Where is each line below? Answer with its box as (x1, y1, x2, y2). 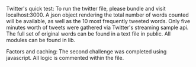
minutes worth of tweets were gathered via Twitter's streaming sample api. (6, 24, 189, 31)
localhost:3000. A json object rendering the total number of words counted (6, 11, 189, 18)
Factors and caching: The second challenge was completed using (6, 48, 167, 55)
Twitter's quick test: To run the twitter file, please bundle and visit (6, 5, 166, 12)
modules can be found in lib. (6, 37, 76, 43)
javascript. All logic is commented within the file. (6, 55, 124, 61)
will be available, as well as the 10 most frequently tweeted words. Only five (6, 18, 191, 24)
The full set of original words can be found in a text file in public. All (6, 30, 171, 37)
